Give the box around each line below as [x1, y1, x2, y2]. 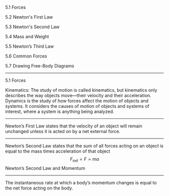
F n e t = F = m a [69, 156, 100, 163]
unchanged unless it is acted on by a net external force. [5, 128, 121, 134]
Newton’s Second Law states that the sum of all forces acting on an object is [5, 143, 163, 149]
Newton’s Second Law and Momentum [5, 165, 86, 171]
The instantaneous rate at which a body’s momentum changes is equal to [5, 179, 157, 185]
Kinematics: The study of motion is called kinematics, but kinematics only [5, 87, 157, 93]
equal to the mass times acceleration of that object [5, 148, 111, 154]
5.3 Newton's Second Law [5, 24, 60, 30]
